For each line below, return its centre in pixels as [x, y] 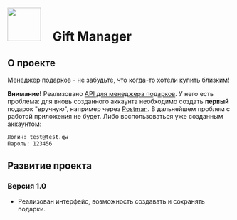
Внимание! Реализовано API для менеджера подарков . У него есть [111, 94]
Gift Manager [92, 37]
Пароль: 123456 [30, 143]
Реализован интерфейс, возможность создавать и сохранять [111, 201]
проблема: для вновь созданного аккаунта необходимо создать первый [118, 101]
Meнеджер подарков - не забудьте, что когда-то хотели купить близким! [118, 80]
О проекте [31, 63]
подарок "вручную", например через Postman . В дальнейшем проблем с [119, 109]
